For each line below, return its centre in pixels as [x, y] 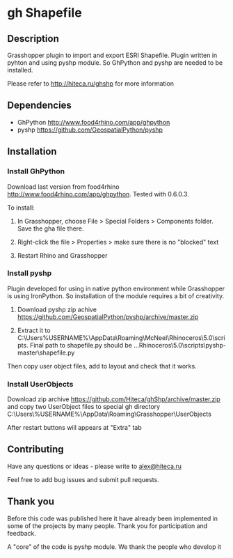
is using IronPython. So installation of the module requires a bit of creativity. [116, 296]
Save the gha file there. [51, 228]
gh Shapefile [45, 13]
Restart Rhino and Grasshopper [62, 255]
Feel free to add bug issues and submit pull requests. [83, 479]
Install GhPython [36, 171]
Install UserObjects [40, 384]
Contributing [35, 450]
